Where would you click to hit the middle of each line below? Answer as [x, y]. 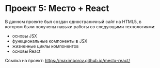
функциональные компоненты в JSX [50, 41]
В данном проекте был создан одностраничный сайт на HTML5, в [73, 22]
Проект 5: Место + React [57, 8]
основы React [26, 51]
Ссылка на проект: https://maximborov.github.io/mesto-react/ [68, 60]
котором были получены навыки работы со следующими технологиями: [80, 26]
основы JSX [24, 36]
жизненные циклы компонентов [45, 46]
